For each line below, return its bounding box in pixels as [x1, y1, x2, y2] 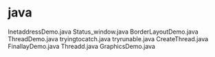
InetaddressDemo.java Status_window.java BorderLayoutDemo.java [8, 27, 199, 36]
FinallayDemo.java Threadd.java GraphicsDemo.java [8, 42, 155, 50]
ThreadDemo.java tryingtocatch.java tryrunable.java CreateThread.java [8, 34, 209, 43]
